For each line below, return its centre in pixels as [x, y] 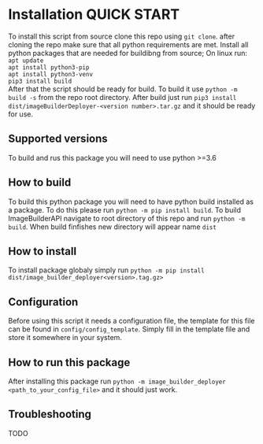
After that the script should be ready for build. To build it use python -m [123, 89]
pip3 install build [40, 81]
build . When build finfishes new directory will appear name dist [112, 227]
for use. [21, 114]
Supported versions [58, 139]
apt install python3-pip [49, 67]
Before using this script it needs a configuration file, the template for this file [131, 321]
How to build [40, 183]
